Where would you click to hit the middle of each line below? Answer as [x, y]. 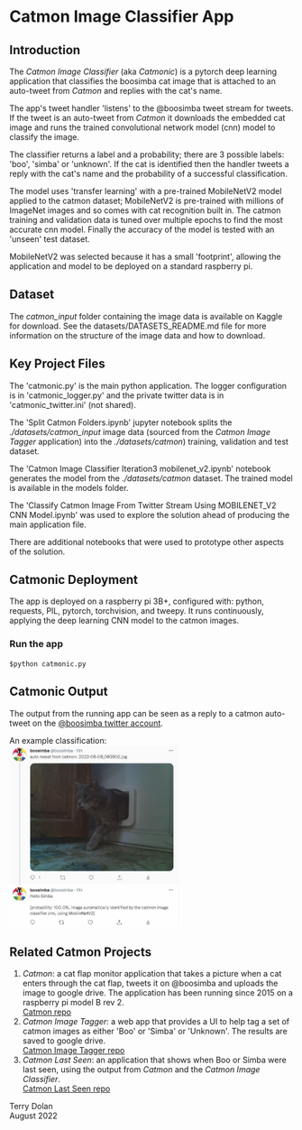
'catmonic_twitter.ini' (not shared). [73, 404]
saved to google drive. [64, 1041]
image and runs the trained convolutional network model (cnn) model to [142, 127]
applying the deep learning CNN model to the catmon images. [124, 621]
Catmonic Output [59, 692]
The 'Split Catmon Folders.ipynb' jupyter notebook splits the [121, 422]
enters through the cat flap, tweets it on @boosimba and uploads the [150, 983]
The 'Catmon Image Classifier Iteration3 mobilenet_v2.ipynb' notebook [140, 468]
